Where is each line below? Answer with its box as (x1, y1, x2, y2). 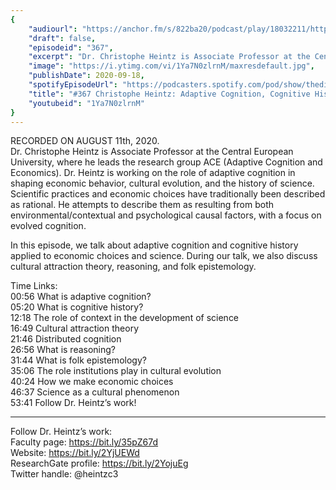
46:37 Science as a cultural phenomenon (10, 386, 180, 398)
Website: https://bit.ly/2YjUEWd (10, 447, 140, 459)
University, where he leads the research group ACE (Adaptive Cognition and (10, 156, 323, 168)
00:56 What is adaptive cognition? (10, 291, 152, 303)
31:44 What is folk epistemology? (10, 354, 147, 366)
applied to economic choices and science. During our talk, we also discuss (10, 250, 318, 262)
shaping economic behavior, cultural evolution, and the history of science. (10, 177, 315, 190)
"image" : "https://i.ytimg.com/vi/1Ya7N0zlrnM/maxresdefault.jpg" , (28, 61, 315, 71)
